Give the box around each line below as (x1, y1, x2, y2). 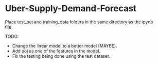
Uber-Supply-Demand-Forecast (5, 3, 137, 14)
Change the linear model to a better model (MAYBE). (12, 43, 118, 48)
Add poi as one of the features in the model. (12, 48, 101, 54)
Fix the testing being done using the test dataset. (12, 53, 110, 59)
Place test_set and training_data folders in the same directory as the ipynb (5, 19, 153, 25)
